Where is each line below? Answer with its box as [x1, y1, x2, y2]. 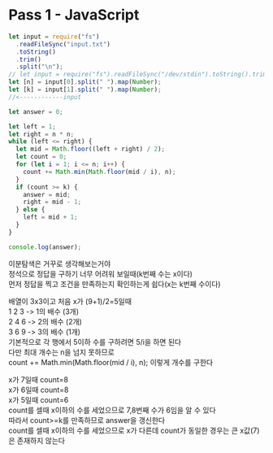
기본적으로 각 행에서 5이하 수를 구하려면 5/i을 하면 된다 [8, 337, 181, 346]
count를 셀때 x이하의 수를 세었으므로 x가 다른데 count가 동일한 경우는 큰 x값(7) [8, 425, 260, 435]
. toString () [15, 47, 57, 56]
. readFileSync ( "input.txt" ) [15, 40, 111, 48]
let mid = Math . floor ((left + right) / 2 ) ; [15, 145, 165, 154]
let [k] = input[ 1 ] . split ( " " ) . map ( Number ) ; [8, 85, 162, 94]
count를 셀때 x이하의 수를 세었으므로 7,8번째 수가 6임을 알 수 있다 [8, 405, 217, 415]
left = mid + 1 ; [23, 213, 79, 221]
